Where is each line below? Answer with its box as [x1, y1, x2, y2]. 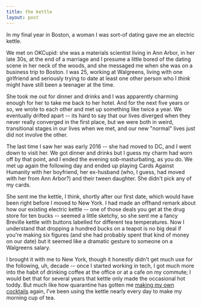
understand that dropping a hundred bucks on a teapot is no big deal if [6, 225, 182, 232]
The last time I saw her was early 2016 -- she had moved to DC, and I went [6, 143, 191, 150]
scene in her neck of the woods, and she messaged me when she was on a [6, 61, 193, 69]
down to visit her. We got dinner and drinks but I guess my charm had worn [6, 149, 192, 157]
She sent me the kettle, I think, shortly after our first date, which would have [6, 193, 194, 200]
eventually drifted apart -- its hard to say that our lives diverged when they [6, 112, 191, 119]
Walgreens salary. [6, 244, 51, 251]
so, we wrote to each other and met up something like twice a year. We [6, 105, 182, 113]
